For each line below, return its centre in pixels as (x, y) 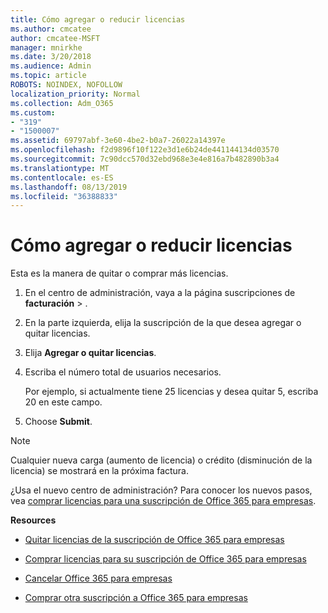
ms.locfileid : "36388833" (64, 196)
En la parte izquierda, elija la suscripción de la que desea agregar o (163, 323)
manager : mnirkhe (46, 47)
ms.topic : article (48, 76)
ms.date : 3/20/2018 (51, 57)
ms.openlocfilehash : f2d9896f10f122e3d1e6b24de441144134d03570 (145, 150)
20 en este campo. (63, 402)
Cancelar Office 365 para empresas (98, 578)
